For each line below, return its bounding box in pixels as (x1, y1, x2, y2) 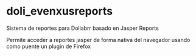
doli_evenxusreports (6, 4, 113, 18)
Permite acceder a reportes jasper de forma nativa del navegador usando (6, 36, 191, 43)
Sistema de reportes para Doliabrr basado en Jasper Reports (6, 24, 159, 32)
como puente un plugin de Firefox (6, 43, 91, 50)
